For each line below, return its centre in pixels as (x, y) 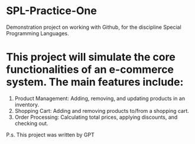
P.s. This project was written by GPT (50, 135)
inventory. (27, 105)
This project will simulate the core (91, 57)
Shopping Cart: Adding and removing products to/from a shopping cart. (102, 110)
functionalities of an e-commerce (90, 70)
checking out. (31, 123)
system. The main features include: (95, 82)
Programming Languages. (38, 33)
